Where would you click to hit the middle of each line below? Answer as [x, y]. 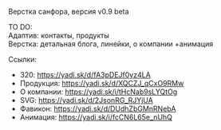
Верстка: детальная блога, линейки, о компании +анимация [111, 44]
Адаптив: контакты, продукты [59, 35]
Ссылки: [23, 59]
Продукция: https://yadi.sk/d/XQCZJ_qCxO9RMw [102, 83]
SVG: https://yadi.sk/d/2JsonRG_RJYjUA [86, 100]
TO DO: [21, 27]
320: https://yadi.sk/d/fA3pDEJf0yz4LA [85, 75]
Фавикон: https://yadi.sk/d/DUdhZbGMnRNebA [98, 108]
